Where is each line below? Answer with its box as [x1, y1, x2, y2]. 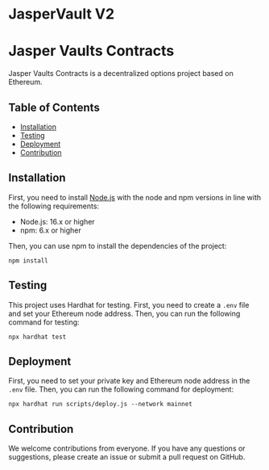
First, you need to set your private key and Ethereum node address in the [8, 376, 250, 386]
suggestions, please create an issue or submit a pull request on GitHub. [8, 452, 246, 462]
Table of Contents [8, 100, 101, 114]
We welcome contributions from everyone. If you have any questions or [8, 443, 246, 453]
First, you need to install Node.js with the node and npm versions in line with [8, 192, 262, 202]
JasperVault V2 [8, 5, 115, 23]
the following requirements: [8, 201, 99, 211]
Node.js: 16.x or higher [19, 216, 95, 226]
